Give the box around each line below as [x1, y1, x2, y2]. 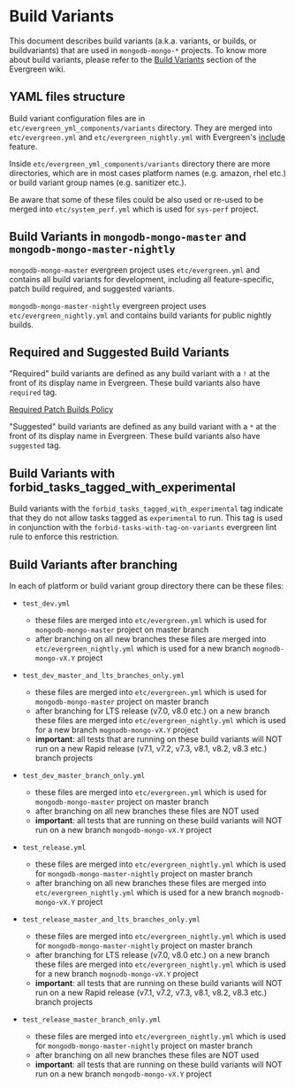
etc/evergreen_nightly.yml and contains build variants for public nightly [9, 310, 272, 320]
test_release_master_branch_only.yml [21, 1015, 162, 1024]
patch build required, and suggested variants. [9, 283, 175, 294]
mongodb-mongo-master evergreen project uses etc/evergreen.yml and [9, 264, 261, 275]
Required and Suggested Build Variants [9, 344, 230, 359]
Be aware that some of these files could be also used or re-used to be [9, 194, 264, 204]
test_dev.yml [21, 599, 71, 608]
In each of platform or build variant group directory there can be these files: [9, 581, 284, 590]
